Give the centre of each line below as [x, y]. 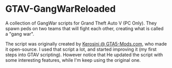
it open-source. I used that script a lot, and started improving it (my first [81, 49]
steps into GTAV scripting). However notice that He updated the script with [84, 55]
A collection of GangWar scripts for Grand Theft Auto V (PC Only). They [81, 23]
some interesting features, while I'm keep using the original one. [73, 60]
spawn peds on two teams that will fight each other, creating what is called [84, 28]
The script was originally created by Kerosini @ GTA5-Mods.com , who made [86, 43]
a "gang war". [20, 34]
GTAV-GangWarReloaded [61, 9]
